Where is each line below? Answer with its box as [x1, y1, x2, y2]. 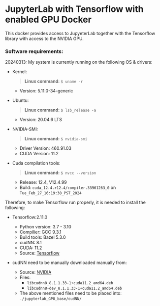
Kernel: [12, 69, 27, 75]
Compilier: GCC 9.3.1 [19, 229, 62, 235]
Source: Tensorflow [19, 250, 60, 256]
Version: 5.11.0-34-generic [19, 88, 73, 94]
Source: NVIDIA [19, 269, 52, 275]
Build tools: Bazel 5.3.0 [19, 234, 66, 240]
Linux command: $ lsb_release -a [24, 107, 96, 113]
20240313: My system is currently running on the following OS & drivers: [5, 59, 153, 65]
